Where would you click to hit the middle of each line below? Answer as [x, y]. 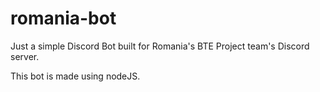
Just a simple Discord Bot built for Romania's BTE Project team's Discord [160, 46]
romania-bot [63, 18]
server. [25, 56]
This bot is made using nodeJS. [75, 76]
